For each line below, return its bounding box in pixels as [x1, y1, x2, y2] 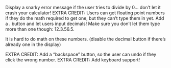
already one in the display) [5, 41, 61, 48]
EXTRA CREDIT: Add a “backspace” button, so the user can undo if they [5, 51, 157, 57]
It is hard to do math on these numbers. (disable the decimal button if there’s [5, 36, 166, 42]
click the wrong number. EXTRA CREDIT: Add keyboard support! [5, 57, 140, 63]
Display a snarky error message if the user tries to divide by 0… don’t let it [5, 5, 161, 10]
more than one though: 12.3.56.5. [5, 26, 75, 32]
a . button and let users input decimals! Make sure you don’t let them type [5, 20, 160, 27]
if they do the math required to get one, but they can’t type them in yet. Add [5, 15, 164, 21]
